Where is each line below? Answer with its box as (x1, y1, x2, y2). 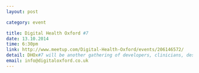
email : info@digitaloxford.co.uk (6, 58, 89, 64)
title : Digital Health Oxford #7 (6, 30, 89, 36)
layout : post (6, 8, 38, 15)
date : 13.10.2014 (6, 36, 49, 42)
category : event (6, 19, 46, 26)
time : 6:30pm (6, 41, 38, 47)
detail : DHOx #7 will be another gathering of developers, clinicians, (6, 52, 184, 58)
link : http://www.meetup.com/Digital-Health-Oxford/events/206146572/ (6, 47, 184, 53)
